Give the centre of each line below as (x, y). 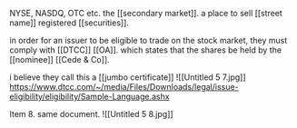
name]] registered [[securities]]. (69, 23)
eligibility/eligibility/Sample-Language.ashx (89, 96)
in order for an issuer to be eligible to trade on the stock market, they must (148, 40)
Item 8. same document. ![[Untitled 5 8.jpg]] (92, 114)
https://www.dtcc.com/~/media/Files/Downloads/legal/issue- (124, 87)
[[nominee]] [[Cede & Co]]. (60, 59)
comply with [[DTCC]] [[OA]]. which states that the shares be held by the (146, 50)
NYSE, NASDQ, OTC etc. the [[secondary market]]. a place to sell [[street (146, 13)
